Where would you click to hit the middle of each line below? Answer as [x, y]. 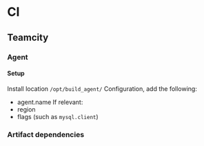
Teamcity [28, 38]
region [26, 109]
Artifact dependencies [46, 134]
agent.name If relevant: [50, 102]
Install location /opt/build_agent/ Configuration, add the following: [102, 88]
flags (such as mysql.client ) [58, 116]
